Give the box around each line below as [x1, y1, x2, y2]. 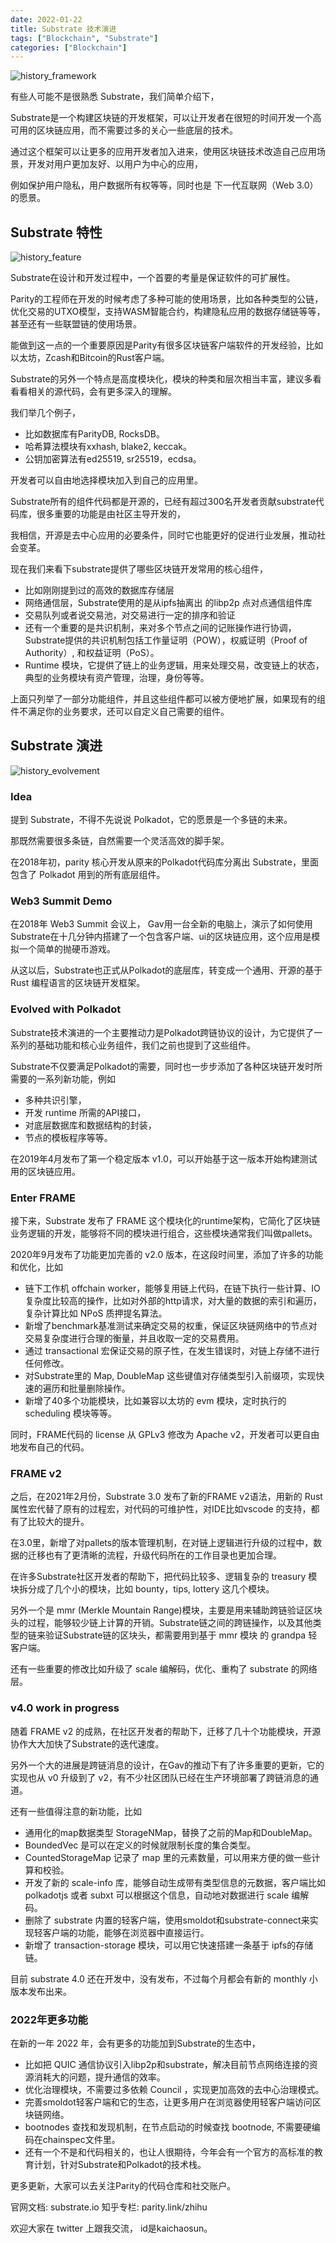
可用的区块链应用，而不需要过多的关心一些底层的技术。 [10, 124, 238, 136]
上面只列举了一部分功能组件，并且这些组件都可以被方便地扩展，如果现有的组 [10, 693, 326, 705]
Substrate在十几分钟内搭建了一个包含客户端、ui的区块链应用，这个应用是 [10, 931, 312, 943]
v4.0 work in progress [10, 1701, 120, 1715]
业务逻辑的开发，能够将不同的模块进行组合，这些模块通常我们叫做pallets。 [10, 1227, 318, 1240]
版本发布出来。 [10, 1985, 72, 1997]
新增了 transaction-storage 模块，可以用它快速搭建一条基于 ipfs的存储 [24, 1939, 314, 1951]
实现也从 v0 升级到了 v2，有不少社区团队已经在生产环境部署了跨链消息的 [10, 1771, 310, 1783]
